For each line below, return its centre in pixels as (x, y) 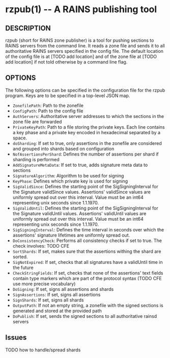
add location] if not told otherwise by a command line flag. (66, 62)
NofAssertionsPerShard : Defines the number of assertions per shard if (86, 154)
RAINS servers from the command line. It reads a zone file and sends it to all (85, 46)
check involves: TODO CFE (41, 246)
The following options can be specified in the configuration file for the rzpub (85, 90)
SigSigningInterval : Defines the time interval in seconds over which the (88, 229)
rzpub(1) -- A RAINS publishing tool (81, 9)
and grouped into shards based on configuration (63, 148)
